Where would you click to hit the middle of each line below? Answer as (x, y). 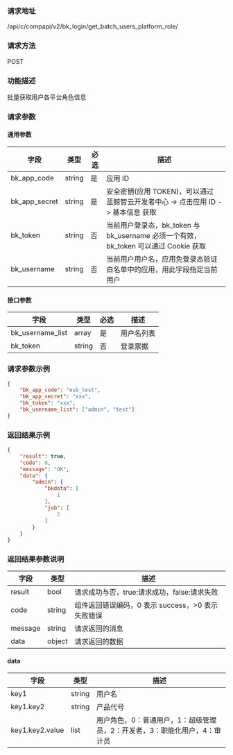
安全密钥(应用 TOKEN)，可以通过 (160, 192)
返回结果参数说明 (36, 559)
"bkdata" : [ (61, 489)
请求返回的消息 (99, 629)
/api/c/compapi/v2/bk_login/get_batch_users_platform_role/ (93, 26)
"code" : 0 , (35, 463)
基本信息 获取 (135, 212)
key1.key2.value (37, 730)
